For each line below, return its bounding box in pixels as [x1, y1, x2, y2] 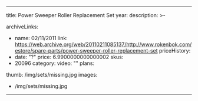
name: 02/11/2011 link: [14, 35, 68, 41]
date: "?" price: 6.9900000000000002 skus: [14, 54, 124, 60]
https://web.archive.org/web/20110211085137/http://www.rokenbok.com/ [14, 41, 192, 48]
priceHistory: [159, 47, 191, 54]
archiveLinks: [6, 23, 39, 30]
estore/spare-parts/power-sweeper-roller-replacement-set [14, 47, 158, 54]
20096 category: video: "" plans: [14, 60, 95, 67]
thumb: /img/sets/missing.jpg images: [6, 71, 98, 78]
